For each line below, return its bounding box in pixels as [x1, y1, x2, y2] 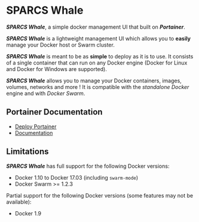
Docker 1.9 [14, 209, 42, 217]
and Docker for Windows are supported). [6, 65, 108, 72]
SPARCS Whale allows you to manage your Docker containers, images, [6, 77, 182, 84]
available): [6, 198, 32, 205]
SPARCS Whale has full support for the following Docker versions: [6, 162, 170, 169]
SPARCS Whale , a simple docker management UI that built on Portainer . [6, 23, 185, 30]
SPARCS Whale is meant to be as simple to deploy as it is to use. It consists [6, 53, 194, 60]
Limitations [6, 147, 49, 157]
